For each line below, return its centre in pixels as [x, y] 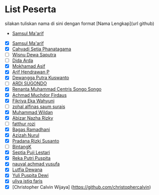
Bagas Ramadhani [31, 129]
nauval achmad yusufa [36, 164]
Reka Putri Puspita [31, 158]
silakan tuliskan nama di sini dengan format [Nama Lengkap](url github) [80, 23]
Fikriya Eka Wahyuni [33, 101]
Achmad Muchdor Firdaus [39, 95]
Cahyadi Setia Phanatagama [42, 49]
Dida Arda [23, 61]
